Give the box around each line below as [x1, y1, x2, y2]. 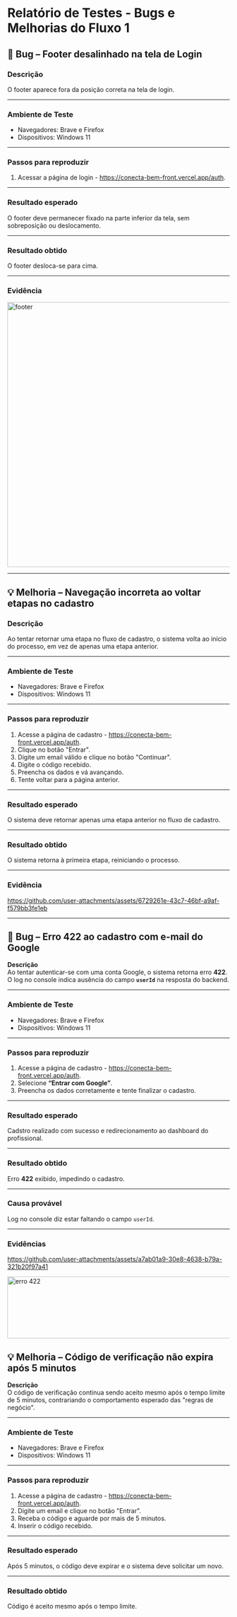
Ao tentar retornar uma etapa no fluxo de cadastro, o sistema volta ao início [7, 634, 227, 644]
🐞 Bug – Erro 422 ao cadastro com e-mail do [7, 930, 203, 942]
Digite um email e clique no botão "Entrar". [17, 1506, 142, 1515]
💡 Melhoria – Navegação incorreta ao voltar [7, 586, 201, 598]
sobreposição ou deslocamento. [7, 221, 101, 230]
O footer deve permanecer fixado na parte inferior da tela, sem [7, 213, 190, 222]
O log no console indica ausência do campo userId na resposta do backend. [7, 976, 229, 984]
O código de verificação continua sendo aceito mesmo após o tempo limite [7, 1388, 226, 1397]
